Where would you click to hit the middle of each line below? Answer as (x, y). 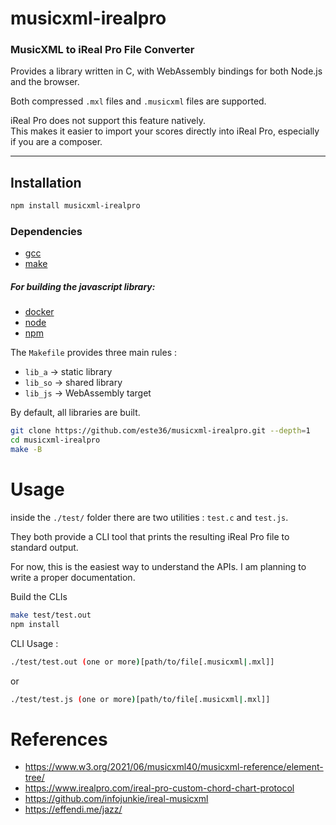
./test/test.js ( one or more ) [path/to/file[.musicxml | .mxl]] (140, 699)
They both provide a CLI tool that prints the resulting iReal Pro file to (150, 536)
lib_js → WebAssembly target (88, 393)
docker (39, 312)
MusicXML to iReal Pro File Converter (102, 50)
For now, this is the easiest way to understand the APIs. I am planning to (158, 566)
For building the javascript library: (83, 287)
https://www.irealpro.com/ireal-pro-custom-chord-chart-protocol (159, 788)
